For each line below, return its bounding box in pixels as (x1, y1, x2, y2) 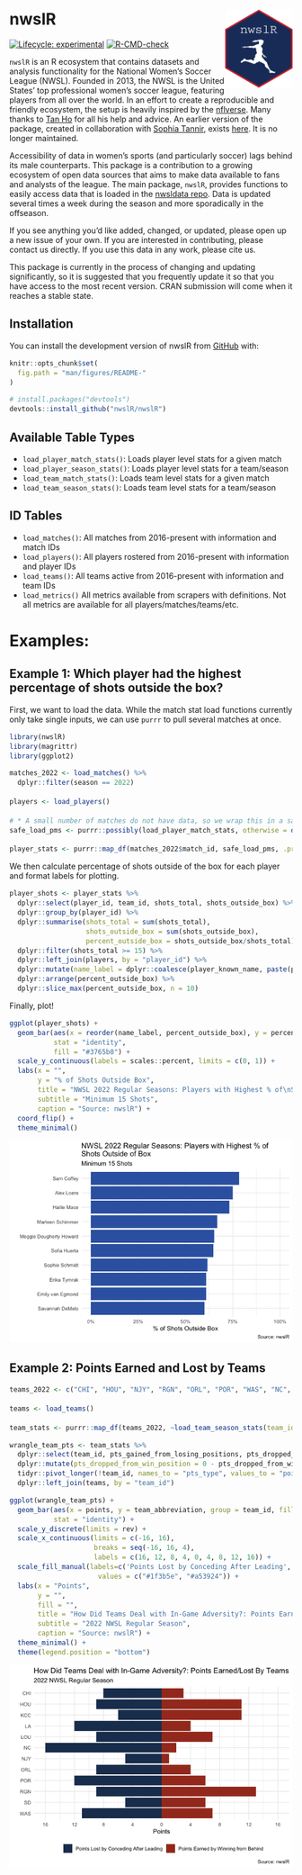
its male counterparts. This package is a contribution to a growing (9, 159, 253, 170)
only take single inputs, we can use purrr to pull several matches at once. (9, 714, 281, 725)
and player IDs (22, 561, 76, 572)
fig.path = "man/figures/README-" (17, 368, 147, 377)
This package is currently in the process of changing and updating (9, 261, 256, 272)
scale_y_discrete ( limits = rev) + (17, 1524, 147, 1534)
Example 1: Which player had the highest (9, 666, 242, 681)
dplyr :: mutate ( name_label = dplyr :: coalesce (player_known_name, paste (17, 965, 288, 974)
